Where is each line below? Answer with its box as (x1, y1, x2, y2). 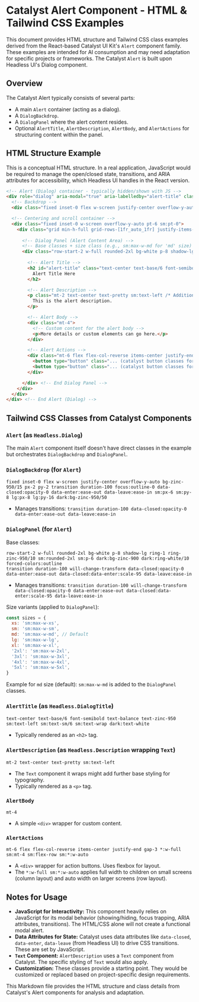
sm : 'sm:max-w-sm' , (11, 626, 60, 632)
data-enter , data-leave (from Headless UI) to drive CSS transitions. (14, 940, 179, 947)
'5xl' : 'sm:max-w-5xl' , (11, 664, 70, 671)
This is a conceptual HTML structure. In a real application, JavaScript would (6, 164, 191, 171)
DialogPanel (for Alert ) (6, 525, 72, 533)
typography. (14, 776, 45, 783)
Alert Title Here (32, 271, 76, 277)
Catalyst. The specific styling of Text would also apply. (14, 959, 149, 966)
